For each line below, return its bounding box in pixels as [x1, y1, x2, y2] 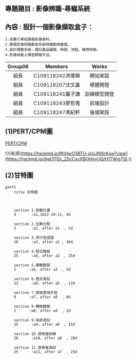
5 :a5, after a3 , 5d [14, 267, 71, 272]
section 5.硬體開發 [14, 263, 50, 268]
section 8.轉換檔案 [14, 304, 50, 309]
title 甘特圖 [14, 190, 38, 194]
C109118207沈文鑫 [33, 82, 80, 88]
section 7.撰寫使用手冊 [14, 290, 58, 295]
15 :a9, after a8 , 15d [14, 322, 76, 327]
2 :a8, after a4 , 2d [14, 308, 71, 313]
